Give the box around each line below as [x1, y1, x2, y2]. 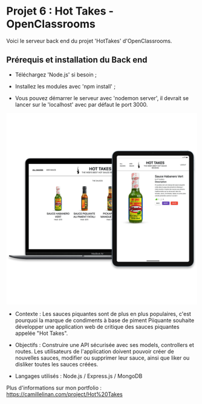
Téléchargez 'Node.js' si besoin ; [15, 71, 97, 78]
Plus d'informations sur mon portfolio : [6, 384, 102, 391]
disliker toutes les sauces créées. [15, 360, 99, 368]
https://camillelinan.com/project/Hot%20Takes [6, 390, 123, 398]
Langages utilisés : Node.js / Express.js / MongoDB [15, 372, 143, 380]
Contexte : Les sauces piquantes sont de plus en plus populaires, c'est [15, 310, 192, 317]
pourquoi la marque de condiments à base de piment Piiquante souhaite [15, 317, 195, 324]
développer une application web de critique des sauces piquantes [15, 323, 180, 330]
